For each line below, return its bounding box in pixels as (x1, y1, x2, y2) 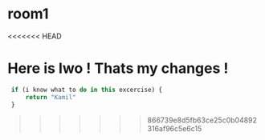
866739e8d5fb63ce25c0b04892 (147, 115, 258, 125)
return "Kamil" (25, 93, 77, 101)
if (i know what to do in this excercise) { (10, 86, 162, 94)
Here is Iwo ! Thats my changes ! (7, 59, 229, 78)
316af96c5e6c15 (147, 123, 202, 133)
